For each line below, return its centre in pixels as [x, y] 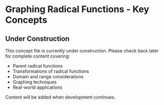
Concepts [26, 20]
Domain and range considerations [48, 76]
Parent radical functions [38, 66]
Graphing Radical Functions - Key [77, 9]
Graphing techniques [35, 82]
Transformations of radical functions [51, 71]
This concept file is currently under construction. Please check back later [82, 51]
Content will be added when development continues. [60, 97]
